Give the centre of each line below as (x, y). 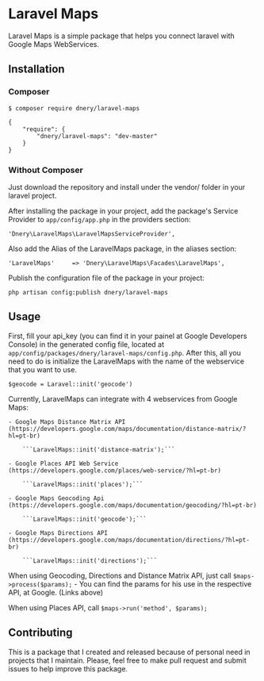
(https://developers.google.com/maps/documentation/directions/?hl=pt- (129, 540)
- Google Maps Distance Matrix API (67, 421)
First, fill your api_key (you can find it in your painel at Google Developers (128, 336)
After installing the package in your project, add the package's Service (123, 210)
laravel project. (33, 195)
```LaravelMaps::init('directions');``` (90, 560)
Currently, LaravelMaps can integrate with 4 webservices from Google (123, 398)
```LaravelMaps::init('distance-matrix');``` (99, 449)
